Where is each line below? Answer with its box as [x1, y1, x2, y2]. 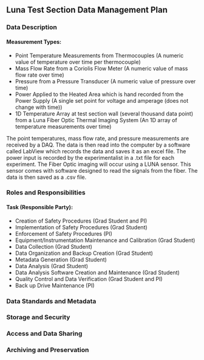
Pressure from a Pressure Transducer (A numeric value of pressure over [15, 77, 196, 85]
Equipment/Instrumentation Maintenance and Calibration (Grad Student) [15, 237, 195, 244]
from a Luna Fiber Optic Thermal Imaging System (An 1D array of [15, 116, 177, 123]
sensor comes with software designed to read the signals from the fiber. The [6, 167, 198, 174]
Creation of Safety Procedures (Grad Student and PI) [15, 217, 148, 224]
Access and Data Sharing [6, 330, 83, 338]
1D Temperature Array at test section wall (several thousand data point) [15, 109, 194, 117]
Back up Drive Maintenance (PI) [15, 282, 95, 289]
